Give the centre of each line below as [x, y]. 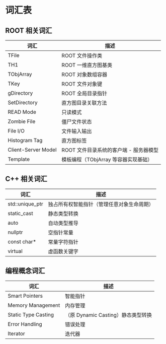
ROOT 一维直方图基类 [87, 65]
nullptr [15, 232]
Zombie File [22, 121]
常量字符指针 [63, 242]
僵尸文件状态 [77, 122]
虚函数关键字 [63, 251]
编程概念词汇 [25, 271]
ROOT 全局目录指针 [84, 93]
